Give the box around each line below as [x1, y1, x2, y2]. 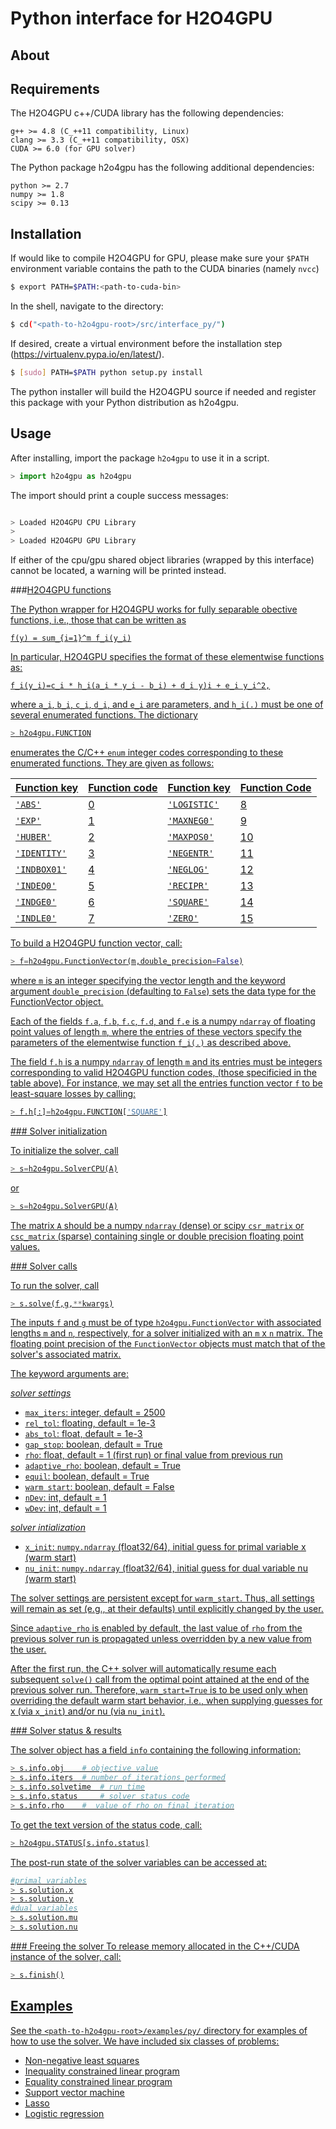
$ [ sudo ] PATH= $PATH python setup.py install [10, 367, 203, 377]
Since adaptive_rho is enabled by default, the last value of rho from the [10, 1622, 303, 1634]
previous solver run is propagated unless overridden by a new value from [10, 1633, 312, 1645]
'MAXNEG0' [167, 815, 215, 827]
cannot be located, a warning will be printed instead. [10, 565, 227, 577]
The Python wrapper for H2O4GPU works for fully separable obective [10, 603, 298, 616]
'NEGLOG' [167, 864, 210, 876]
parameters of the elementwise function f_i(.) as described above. [10, 1036, 292, 1048]
